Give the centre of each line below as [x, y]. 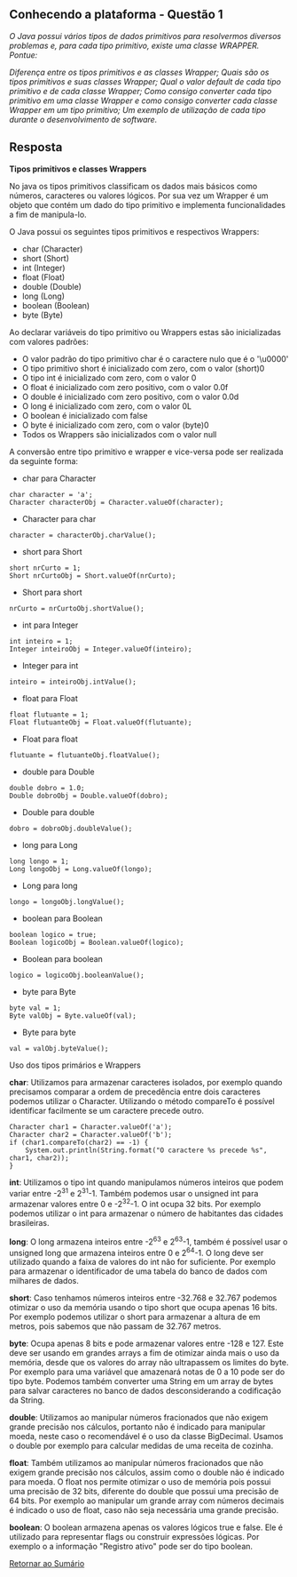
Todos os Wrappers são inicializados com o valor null [119, 434]
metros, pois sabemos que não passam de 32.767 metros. [115, 1326]
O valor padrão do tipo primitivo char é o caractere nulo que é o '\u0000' [155, 358]
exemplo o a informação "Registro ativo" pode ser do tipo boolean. [131, 1547]
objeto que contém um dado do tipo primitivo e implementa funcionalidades [148, 204]
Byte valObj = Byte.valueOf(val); [73, 1016]
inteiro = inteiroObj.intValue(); [73, 682]
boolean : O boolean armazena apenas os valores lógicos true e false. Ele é [146, 1527]
